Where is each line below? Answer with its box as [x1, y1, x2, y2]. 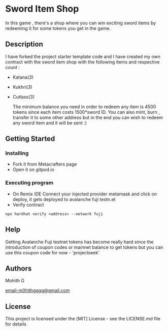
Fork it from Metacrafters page [12, 161, 77, 168]
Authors [5, 264, 32, 273]
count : [5, 64, 20, 70]
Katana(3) [12, 74, 34, 80]
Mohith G [5, 278, 24, 284]
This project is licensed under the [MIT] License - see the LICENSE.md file [5, 316, 161, 322]
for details [5, 321, 26, 327]
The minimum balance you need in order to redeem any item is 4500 [12, 104, 156, 110]
